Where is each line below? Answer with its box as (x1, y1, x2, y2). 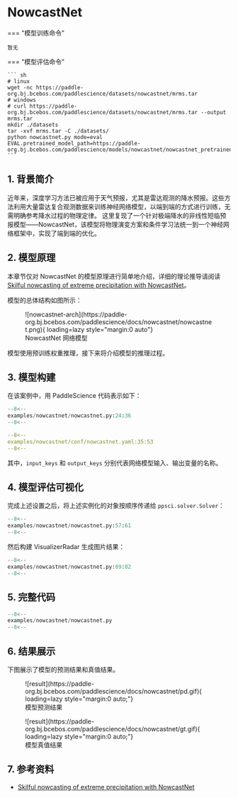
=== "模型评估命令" (7, 57, 65, 66)
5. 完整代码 (7, 592, 55, 604)
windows (13, 96, 37, 104)
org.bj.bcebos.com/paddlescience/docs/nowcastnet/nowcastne (25, 317, 212, 326)
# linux (7, 77, 30, 85)
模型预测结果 (25, 703, 62, 711)
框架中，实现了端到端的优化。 (13, 228, 101, 238)
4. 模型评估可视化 (7, 482, 84, 494)
